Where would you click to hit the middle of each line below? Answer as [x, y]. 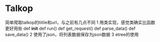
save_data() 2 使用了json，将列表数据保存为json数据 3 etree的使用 [72, 34]
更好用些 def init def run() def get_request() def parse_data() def [70, 28]
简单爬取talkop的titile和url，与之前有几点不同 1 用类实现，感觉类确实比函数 [80, 22]
